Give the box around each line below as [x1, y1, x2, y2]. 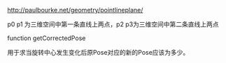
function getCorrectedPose [7, 34, 86, 42]
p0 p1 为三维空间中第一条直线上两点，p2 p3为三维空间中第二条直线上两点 [7, 20, 219, 28]
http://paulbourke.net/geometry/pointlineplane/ [7, 6, 143, 14]
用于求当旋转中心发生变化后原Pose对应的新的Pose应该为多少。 [7, 48, 190, 56]
